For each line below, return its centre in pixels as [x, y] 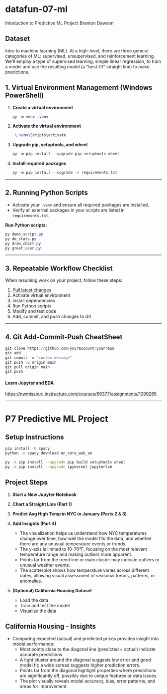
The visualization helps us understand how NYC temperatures [83, 533]
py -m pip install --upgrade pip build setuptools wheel [65, 463]
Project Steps [27, 482]
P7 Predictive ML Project [57, 419]
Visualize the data [38, 611]
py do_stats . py [21, 239]
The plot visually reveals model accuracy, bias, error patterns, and [87, 681]
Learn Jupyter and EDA [30, 383]
